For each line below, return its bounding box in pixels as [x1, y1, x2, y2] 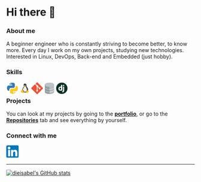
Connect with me [6, 132, 57, 139]
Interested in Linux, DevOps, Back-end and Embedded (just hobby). [6, 53, 173, 60]
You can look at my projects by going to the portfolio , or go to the [6, 110, 169, 117]
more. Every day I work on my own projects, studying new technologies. [6, 47, 184, 54]
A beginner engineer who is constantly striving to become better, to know [6, 40, 187, 47]
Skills [6, 68, 23, 77]
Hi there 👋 [6, 5, 56, 19]
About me [6, 27, 36, 35]
